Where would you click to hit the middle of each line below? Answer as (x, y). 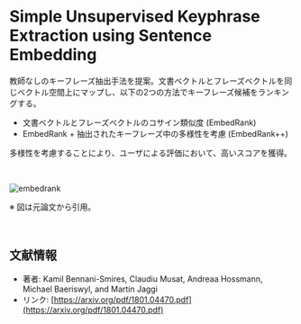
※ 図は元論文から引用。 (53, 207)
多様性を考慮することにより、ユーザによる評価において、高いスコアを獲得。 (151, 153)
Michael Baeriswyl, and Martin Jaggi (90, 289)
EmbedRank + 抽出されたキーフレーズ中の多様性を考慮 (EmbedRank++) (155, 133)
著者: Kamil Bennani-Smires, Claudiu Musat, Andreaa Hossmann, (142, 279)
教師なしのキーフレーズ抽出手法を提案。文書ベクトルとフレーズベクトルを (147, 81)
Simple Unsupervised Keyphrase (135, 17)
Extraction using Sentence (110, 36)
